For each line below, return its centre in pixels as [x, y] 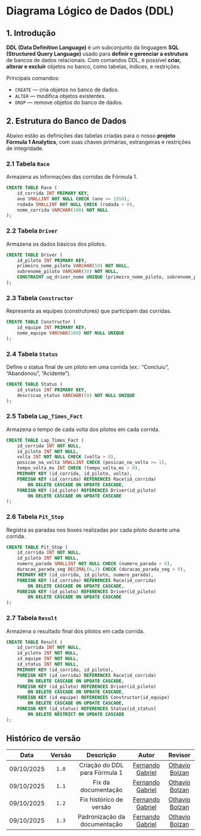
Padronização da [101, 817]
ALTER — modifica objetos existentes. [60, 96]
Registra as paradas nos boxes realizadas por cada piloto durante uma [93, 530]
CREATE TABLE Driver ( [34, 255]
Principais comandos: [33, 78]
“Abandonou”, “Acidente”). [39, 373]
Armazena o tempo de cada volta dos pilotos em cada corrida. [83, 429]
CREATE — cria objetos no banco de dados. [67, 90]
